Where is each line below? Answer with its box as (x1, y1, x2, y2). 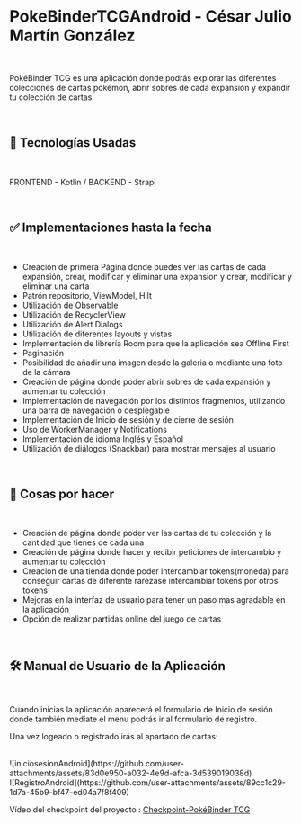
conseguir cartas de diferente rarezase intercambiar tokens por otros (22, 576, 279, 587)
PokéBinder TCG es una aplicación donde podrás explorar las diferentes (9, 72, 277, 83)
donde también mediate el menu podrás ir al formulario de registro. (9, 713, 258, 725)
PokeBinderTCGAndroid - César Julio (9, 6, 292, 27)
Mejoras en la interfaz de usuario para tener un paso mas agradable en (22, 595, 286, 605)
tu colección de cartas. (9, 92, 94, 103)
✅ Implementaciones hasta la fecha (9, 220, 213, 236)
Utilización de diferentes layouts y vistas (22, 328, 173, 339)
